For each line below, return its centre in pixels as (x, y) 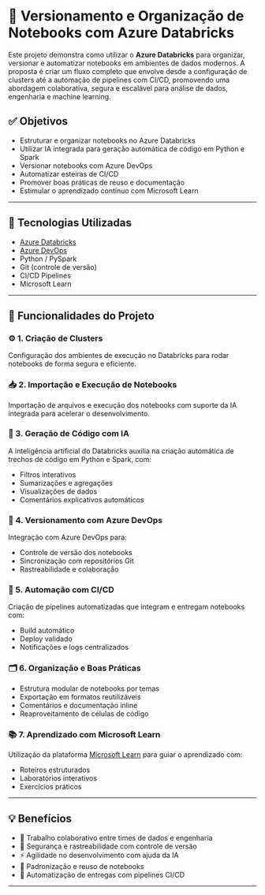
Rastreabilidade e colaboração (69, 569)
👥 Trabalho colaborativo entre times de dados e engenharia (116, 837)
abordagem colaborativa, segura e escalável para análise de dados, (118, 88)
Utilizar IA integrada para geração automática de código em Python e (132, 148)
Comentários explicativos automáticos (82, 499)
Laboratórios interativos (58, 778)
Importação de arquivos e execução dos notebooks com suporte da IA (123, 405)
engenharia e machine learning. (60, 96)
